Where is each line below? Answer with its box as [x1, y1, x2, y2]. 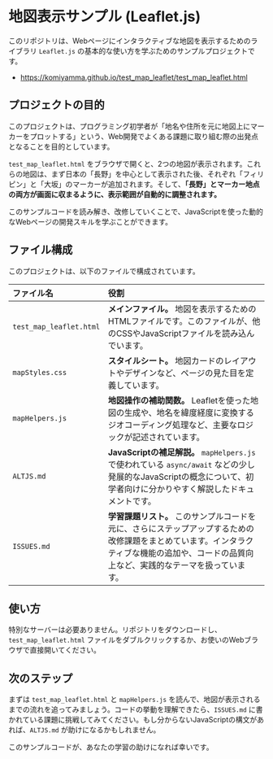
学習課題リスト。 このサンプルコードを [107, 510, 257, 521]
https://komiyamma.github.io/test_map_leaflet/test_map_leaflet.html [19, 72, 248, 82]
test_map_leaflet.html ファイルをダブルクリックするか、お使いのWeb [8, 635, 245, 645]
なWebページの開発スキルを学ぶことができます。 [8, 216, 173, 226]
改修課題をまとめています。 [107, 534, 214, 546]
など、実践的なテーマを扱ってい [115, 559, 238, 570]
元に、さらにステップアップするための [107, 522, 254, 534]
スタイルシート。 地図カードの [107, 355, 224, 366]
